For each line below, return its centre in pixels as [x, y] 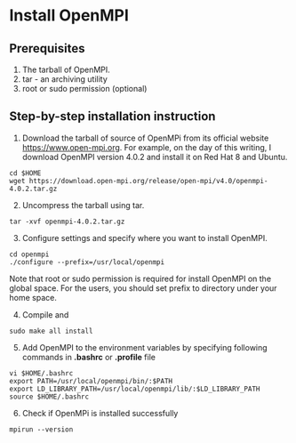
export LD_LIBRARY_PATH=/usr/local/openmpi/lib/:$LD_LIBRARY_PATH [135, 389]
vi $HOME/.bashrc [41, 373]
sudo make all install [51, 331]
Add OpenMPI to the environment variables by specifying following [145, 347]
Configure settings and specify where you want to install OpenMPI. [145, 238]
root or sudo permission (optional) [84, 89]
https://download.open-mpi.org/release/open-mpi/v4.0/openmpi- [148, 181]
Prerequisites [47, 48]
